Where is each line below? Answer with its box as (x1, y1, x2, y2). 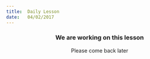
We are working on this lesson (55, 34, 144, 42)
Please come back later (71, 47, 129, 54)
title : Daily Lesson (6, 8, 60, 15)
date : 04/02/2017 (6, 14, 55, 20)
